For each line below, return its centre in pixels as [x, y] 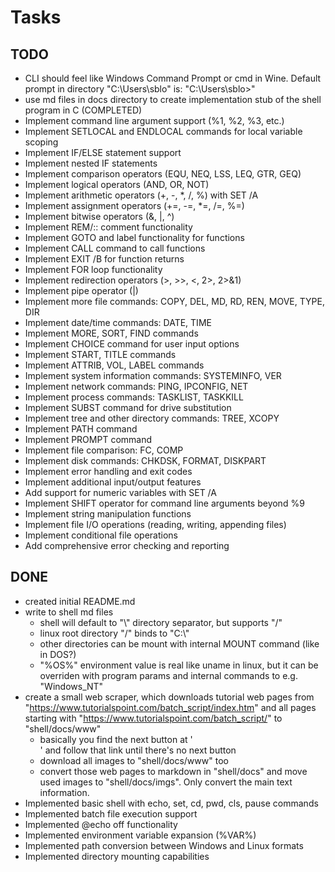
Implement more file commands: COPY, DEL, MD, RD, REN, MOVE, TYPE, [174, 301]
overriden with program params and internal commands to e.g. [168, 675]
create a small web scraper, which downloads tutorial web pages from [169, 697]
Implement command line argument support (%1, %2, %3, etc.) [154, 120]
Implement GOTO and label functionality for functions [134, 237]
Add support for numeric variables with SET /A [120, 492]
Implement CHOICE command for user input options [132, 344]
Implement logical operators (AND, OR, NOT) [117, 184]
